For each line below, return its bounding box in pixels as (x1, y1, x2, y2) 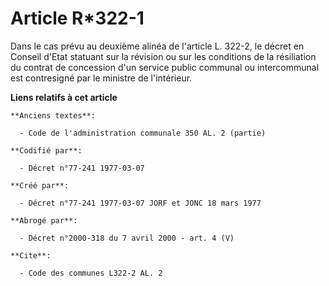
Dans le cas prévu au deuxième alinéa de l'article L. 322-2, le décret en (10, 40, 305, 52)
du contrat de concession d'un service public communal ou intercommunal (10, 61, 320, 73)
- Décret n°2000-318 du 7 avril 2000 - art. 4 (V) (19, 233, 235, 243)
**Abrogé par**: (10, 215, 78, 226)
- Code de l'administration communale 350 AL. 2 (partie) (19, 128, 267, 138)
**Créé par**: (10, 180, 70, 191)
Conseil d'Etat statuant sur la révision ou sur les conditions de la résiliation (10, 50, 317, 62)
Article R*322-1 (10, 7, 145, 30)
